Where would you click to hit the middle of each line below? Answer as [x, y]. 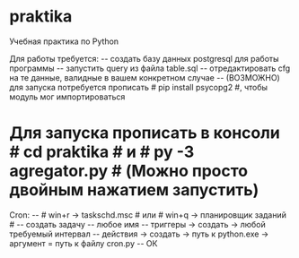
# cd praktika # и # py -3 [102, 152]
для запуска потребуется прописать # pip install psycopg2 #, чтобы [138, 87]
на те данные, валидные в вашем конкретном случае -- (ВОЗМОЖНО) [145, 77]
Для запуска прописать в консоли [145, 133]
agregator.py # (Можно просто [129, 171]
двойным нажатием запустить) [134, 190]
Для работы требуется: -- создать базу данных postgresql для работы [144, 58]
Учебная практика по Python [64, 41]
